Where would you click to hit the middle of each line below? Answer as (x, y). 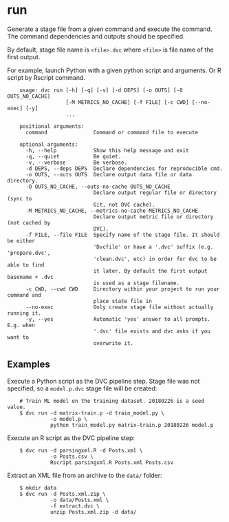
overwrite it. (113, 343)
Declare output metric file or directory (153, 217)
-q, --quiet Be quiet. (73, 156)
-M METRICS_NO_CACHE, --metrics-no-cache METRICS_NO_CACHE (111, 211)
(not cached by (29, 222)
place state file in (123, 301)
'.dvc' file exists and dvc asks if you (152, 331)
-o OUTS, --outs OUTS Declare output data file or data (109, 174)
